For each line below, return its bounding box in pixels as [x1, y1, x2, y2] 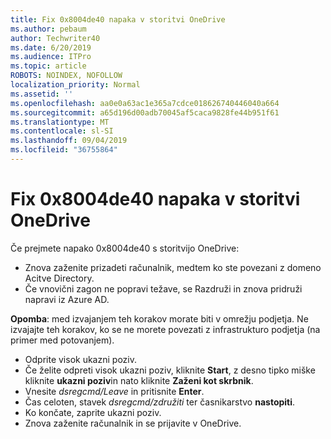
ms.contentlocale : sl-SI [10, 126, 114, 136]
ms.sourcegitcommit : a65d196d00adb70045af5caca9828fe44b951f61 [10, 107, 280, 118]
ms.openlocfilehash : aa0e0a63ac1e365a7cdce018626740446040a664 [10, 98, 280, 108]
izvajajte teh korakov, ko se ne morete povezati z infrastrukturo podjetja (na [10, 323, 321, 335]
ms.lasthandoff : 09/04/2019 [10, 136, 128, 146]
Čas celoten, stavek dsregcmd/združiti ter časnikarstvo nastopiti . [24, 396, 296, 408]
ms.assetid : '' [10, 89, 74, 99]
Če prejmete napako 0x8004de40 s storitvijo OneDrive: [10, 242, 240, 254]
